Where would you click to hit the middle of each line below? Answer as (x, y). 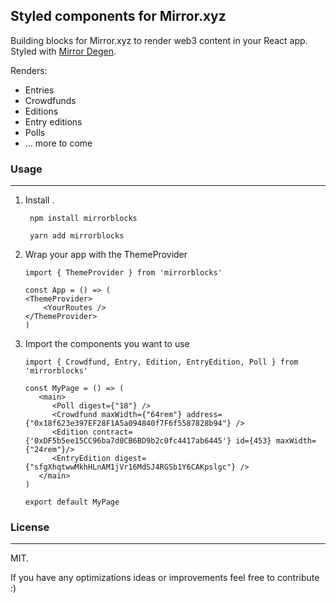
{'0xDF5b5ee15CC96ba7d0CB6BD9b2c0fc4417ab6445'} (128, 441)
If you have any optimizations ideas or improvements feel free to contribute (165, 578)
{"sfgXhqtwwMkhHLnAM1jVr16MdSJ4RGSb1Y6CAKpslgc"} (130, 467)
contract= (112, 432)
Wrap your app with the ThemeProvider (106, 255)
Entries (39, 90)
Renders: (29, 70)
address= (204, 415)
